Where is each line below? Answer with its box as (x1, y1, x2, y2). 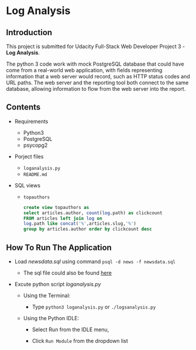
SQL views (14, 181, 41, 188)
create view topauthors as (23, 204, 90, 210)
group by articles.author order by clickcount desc (23, 227, 152, 232)
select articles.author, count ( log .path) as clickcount (23, 210, 163, 216)
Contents (6, 102, 41, 112)
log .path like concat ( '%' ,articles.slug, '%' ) (23, 221, 136, 227)
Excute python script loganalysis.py (14, 281, 101, 287)
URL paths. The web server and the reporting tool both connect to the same (6, 79, 189, 86)
